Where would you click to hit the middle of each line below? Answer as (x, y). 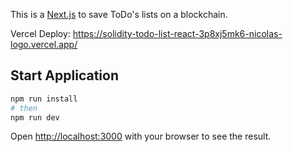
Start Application (64, 75)
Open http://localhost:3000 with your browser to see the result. (141, 136)
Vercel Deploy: (40, 33)
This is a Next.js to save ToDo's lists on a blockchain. (119, 14)
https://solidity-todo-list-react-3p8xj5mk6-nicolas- (177, 33)
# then (24, 108)
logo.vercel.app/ (44, 44)
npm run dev (35, 117)
